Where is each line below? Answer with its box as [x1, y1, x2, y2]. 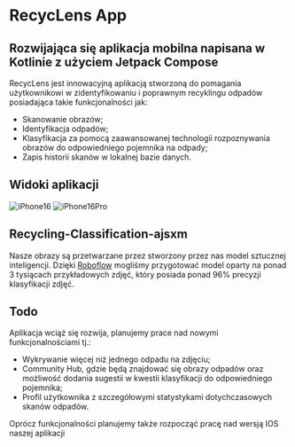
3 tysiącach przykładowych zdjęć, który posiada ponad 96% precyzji [9, 269, 261, 279]
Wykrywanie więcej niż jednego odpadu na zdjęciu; [21, 354, 211, 365]
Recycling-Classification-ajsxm [9, 227, 188, 242]
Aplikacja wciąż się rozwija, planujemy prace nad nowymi [9, 327, 219, 338]
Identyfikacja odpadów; [21, 123, 109, 134]
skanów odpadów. [21, 401, 89, 412]
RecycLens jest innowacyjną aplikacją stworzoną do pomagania [9, 78, 242, 89]
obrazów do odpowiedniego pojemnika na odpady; [21, 143, 208, 153]
